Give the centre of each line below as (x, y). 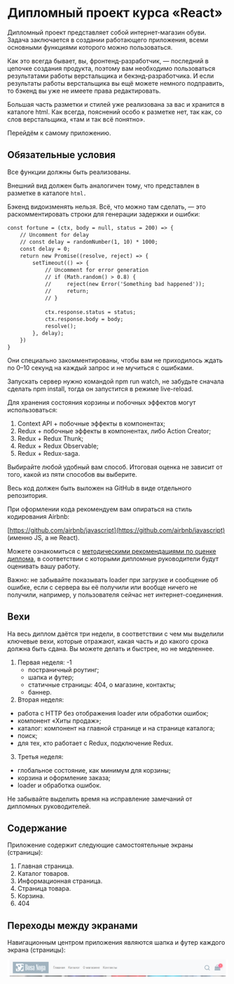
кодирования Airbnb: (39, 516)
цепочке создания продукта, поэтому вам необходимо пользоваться (111, 68)
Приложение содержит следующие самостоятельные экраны (101, 845)
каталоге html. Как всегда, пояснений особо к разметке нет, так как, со (115, 112)
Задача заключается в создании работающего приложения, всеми (108, 39)
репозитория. (27, 495)
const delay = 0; (45, 249)
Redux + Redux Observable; (58, 446)
